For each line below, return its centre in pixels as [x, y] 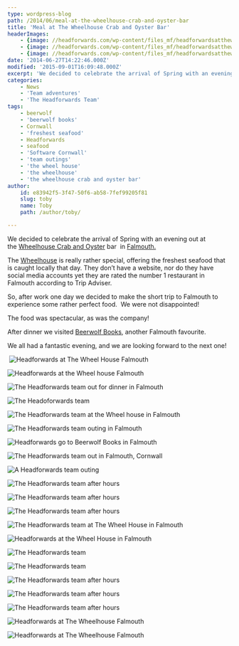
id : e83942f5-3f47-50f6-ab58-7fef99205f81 [84, 193]
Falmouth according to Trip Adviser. [60, 282]
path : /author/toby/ [51, 213]
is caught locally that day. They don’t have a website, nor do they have [111, 268]
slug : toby [36, 199]
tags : [15, 107]
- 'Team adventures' [51, 93]
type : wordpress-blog [39, 14]
